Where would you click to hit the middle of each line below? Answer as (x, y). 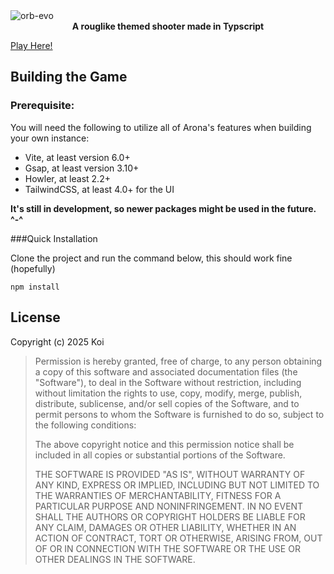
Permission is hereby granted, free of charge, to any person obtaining (178, 361)
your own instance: (50, 138)
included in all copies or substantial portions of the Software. (160, 455)
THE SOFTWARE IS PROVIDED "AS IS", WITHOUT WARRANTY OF (170, 474)
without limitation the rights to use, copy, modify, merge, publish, (168, 393)
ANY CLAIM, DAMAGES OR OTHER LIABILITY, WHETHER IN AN (165, 527)
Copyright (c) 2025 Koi (57, 341)
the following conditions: (85, 425)
